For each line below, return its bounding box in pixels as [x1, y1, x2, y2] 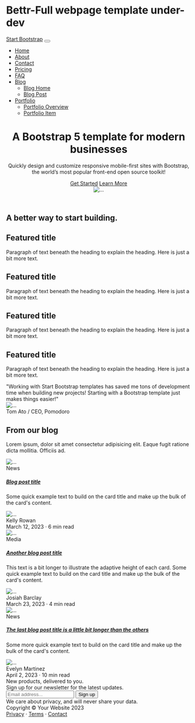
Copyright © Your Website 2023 [6, 704, 84, 711]
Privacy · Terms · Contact [6, 710, 68, 717]
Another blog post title [6, 549, 63, 556]
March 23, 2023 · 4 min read [6, 600, 75, 607]
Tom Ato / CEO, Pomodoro [6, 408, 70, 415]
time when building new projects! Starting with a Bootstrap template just [6, 389, 180, 396]
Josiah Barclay [6, 594, 42, 601]
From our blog [6, 425, 59, 435]
